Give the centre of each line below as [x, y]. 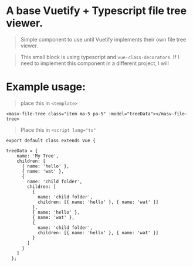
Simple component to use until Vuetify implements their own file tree [103, 39]
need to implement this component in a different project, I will [94, 63]
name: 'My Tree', [38, 156]
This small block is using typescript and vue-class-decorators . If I [100, 57]
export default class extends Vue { [51, 141]
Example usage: [46, 87]
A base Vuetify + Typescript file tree [96, 11]
